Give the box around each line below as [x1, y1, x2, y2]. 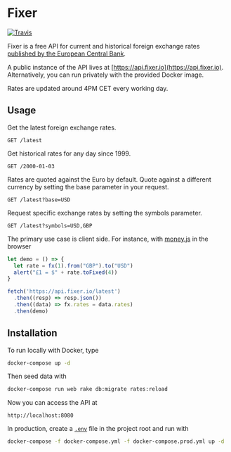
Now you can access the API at [7, 398, 98, 407]
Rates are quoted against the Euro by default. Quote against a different [7, 175, 212, 184]
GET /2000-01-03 [7, 163, 55, 170]
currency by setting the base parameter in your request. [7, 182, 170, 191]
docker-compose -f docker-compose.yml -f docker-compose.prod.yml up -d [7, 438, 225, 445]
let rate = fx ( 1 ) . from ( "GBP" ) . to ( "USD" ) [13, 262, 133, 269]
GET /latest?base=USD [7, 196, 71, 203]
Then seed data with [7, 372, 67, 381]
